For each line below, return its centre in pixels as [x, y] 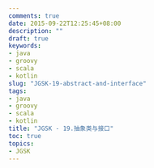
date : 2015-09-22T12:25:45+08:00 [65, 23]
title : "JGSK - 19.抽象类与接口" [61, 128]
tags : [17, 91]
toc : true [25, 136]
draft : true [28, 38]
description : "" [36, 31]
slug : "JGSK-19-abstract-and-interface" [78, 83]
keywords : [25, 46]
